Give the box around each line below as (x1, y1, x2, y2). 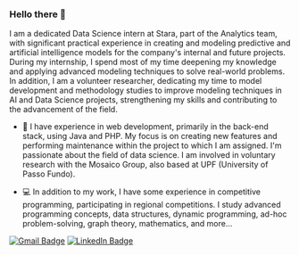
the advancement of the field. (9, 104, 118, 115)
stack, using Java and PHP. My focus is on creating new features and (21, 131, 278, 142)
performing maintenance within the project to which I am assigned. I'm (21, 140, 283, 151)
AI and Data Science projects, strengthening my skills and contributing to (9, 95, 278, 105)
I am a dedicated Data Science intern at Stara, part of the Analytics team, (9, 29, 278, 39)
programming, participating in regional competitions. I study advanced (21, 200, 281, 210)
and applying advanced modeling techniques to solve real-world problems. (9, 66, 286, 77)
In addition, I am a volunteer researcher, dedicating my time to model (9, 76, 262, 86)
